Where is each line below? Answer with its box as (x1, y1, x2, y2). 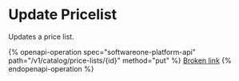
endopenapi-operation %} (8, 64, 94, 73)
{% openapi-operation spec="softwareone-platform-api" (8, 47, 196, 56)
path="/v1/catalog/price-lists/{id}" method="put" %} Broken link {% (8, 56, 232, 65)
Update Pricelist (8, 6, 118, 24)
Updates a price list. (8, 32, 74, 41)
